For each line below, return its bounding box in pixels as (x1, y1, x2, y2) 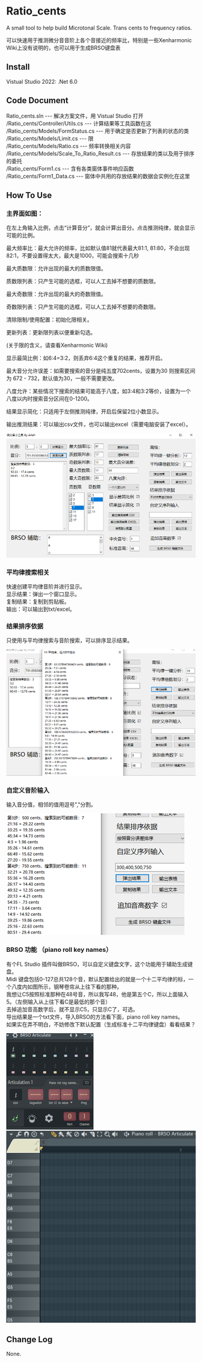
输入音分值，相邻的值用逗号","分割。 (6, 801, 96, 808)
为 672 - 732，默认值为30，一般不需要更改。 (6, 375, 118, 382)
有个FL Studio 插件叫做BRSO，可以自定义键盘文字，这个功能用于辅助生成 (6, 960, 188, 967)
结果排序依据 (6, 622, 44, 630)
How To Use (6, 190, 52, 200)
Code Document (6, 95, 69, 106)
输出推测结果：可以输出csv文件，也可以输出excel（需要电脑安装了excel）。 (6, 420, 191, 428)
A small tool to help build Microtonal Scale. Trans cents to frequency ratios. (6, 24, 192, 31)
